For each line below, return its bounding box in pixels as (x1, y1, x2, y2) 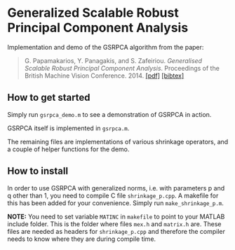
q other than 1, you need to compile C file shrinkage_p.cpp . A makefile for (7, 191, 219, 200)
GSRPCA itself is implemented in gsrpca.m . (7, 124, 130, 132)
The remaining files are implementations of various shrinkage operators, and (7, 137, 229, 146)
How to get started (7, 92, 90, 104)
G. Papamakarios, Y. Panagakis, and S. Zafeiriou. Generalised (24, 56, 202, 64)
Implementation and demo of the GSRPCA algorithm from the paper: (7, 43, 204, 51)
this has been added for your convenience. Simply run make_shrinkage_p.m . (7, 198, 224, 207)
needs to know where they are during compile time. (7, 235, 156, 243)
